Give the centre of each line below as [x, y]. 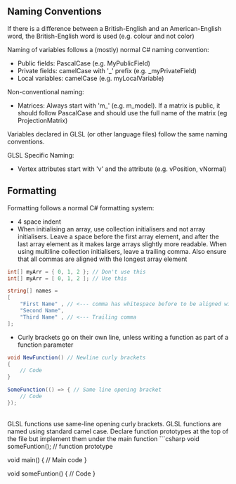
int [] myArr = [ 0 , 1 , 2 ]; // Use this [67, 278]
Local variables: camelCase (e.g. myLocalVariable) [91, 78]
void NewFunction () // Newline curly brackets [77, 357]
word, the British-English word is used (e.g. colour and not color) [101, 36]
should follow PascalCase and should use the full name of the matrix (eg [122, 113]
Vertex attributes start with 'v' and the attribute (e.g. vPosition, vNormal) [122, 169]
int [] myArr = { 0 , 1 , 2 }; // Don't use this [77, 272]
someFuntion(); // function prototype [60, 446]
